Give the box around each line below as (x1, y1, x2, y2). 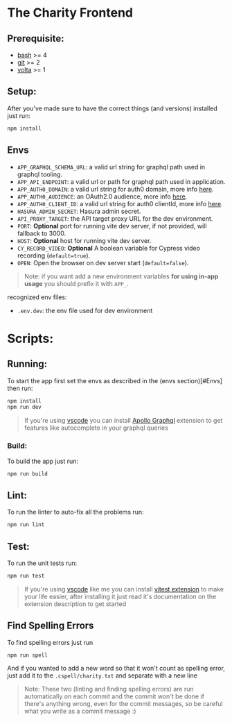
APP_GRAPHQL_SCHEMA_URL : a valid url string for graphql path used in (17, 162, 206, 171)
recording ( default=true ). (17, 251, 91, 260)
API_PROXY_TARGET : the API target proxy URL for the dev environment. (17, 214, 213, 223)
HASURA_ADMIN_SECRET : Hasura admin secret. (17, 207, 141, 215)
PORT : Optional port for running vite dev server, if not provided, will (17, 221, 207, 230)
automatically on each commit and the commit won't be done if (24, 692, 204, 700)
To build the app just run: (7, 457, 78, 465)
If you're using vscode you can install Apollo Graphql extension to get (24, 417, 223, 425)
